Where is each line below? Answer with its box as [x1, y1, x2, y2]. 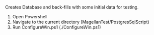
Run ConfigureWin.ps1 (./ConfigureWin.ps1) [12, 24, 101, 30]
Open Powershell [12, 14, 48, 19]
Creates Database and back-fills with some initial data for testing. [5, 4, 139, 10]
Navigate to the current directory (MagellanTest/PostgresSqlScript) [12, 19, 150, 25]
